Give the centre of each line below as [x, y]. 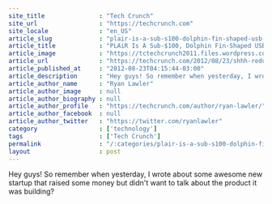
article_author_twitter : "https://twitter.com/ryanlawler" [115, 121]
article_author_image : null [65, 91]
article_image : [56, 53]
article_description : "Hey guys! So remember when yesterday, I [130, 76]
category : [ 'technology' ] [83, 129]
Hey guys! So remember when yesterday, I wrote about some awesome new [136, 174]
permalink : [56, 144]
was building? [32, 192]
